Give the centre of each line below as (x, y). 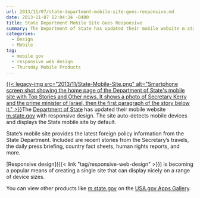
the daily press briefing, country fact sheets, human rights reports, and (93, 146)
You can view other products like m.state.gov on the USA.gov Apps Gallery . (99, 188)
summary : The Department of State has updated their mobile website (93, 28)
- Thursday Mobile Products (46, 67)
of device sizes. (26, 177)
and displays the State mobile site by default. (61, 122)
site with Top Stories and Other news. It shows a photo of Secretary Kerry (96, 97)
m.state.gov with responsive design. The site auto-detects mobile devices (97, 116)
